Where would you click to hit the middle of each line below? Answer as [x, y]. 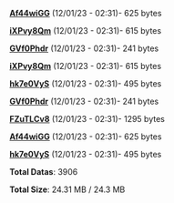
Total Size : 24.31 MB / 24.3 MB [67, 189]
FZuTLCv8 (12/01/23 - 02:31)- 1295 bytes [87, 119]
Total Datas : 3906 [44, 172]
